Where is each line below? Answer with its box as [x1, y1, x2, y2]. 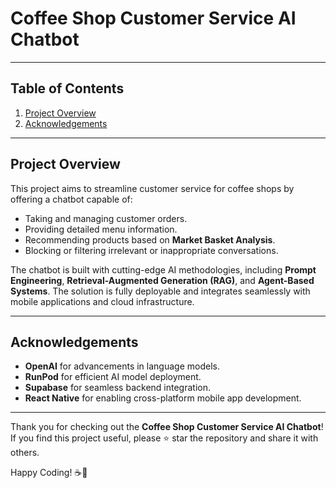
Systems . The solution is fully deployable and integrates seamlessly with [10, 285, 311, 297]
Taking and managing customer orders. [24, 212, 188, 224]
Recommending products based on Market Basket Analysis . [24, 233, 276, 246]
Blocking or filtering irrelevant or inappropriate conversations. [24, 244, 279, 256]
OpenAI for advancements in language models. [24, 360, 220, 372]
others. [10, 447, 40, 459]
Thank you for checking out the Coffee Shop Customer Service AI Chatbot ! [10, 421, 324, 433]
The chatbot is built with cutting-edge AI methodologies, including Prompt [10, 263, 317, 276]
